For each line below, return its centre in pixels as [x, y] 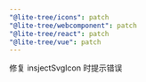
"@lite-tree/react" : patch [59, 34]
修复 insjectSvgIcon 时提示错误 [66, 68]
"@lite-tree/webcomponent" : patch [73, 26]
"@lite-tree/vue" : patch [55, 42]
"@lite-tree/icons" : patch [59, 17]
